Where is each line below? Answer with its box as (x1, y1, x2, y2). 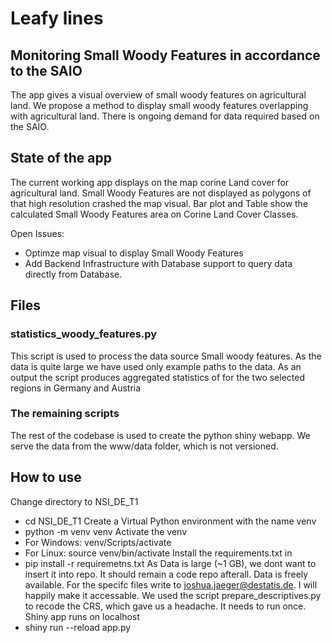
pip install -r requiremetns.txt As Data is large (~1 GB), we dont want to (24, 557, 317, 569)
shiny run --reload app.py (24, 621, 132, 633)
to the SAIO (10, 62, 83, 79)
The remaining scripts (10, 407, 120, 421)
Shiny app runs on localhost (24, 610, 140, 622)
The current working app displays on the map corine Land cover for (10, 176, 290, 188)
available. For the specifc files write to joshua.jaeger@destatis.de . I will (24, 578, 318, 591)
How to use (10, 469, 82, 486)
